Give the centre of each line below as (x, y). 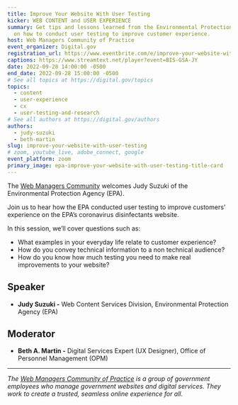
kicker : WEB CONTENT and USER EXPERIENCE (69, 21)
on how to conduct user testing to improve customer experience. (112, 34)
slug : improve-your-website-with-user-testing (77, 146)
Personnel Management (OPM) (63, 358)
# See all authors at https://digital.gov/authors (84, 119)
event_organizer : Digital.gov (52, 47)
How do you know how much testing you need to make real (104, 257)
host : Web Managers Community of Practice (71, 40)
